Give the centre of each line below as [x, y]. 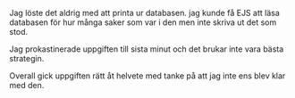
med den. [27, 85]
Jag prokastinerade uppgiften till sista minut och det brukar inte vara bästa [147, 49]
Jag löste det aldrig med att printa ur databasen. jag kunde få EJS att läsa [144, 13]
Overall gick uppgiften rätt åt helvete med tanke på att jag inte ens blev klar [147, 76]
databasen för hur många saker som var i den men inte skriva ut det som [143, 22]
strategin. [27, 58]
